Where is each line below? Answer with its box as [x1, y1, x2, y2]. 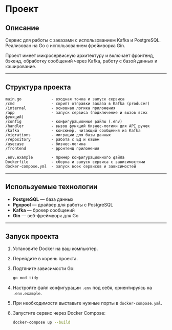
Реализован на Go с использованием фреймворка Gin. [5, 43, 125, 49]
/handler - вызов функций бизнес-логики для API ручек [5, 123, 150, 129]
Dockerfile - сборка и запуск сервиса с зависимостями [5, 159, 145, 164]
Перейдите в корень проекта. [12, 256, 78, 262]
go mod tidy [12, 275, 38, 281]
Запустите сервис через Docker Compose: [12, 310, 106, 316]
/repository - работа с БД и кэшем [5, 137, 100, 142]
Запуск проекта [5, 232, 59, 241]
